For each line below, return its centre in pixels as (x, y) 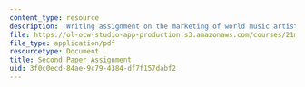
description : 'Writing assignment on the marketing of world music (140, 26)
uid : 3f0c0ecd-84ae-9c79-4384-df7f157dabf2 (93, 69)
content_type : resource (54, 18)
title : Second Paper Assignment (70, 60)
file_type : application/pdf (63, 43)
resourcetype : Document (54, 52)
